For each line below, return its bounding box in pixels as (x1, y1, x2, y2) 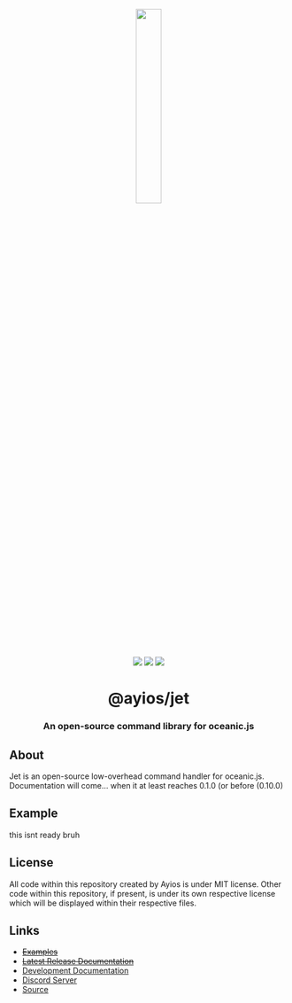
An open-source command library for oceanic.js (42, 720, 255, 733)
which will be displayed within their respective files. (9, 898, 197, 908)
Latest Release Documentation (21, 956, 134, 967)
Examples (21, 946, 58, 957)
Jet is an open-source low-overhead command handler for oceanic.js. (9, 771, 265, 781)
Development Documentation (21, 966, 129, 976)
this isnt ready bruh (9, 829, 81, 840)
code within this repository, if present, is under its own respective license (9, 888, 276, 898)
